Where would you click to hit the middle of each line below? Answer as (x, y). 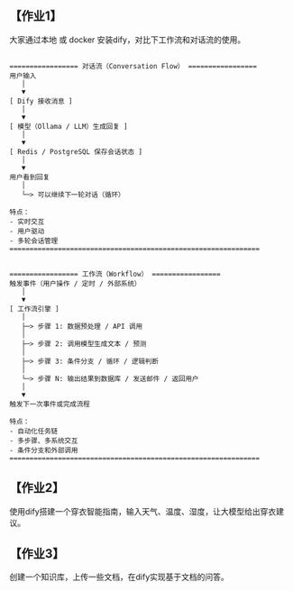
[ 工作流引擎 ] (35, 309)
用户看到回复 (30, 177)
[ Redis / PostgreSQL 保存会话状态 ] (76, 151)
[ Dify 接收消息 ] (41, 101)
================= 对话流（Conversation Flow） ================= (133, 66)
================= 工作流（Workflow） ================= (115, 274)
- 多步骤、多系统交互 (44, 441)
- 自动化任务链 (34, 431)
